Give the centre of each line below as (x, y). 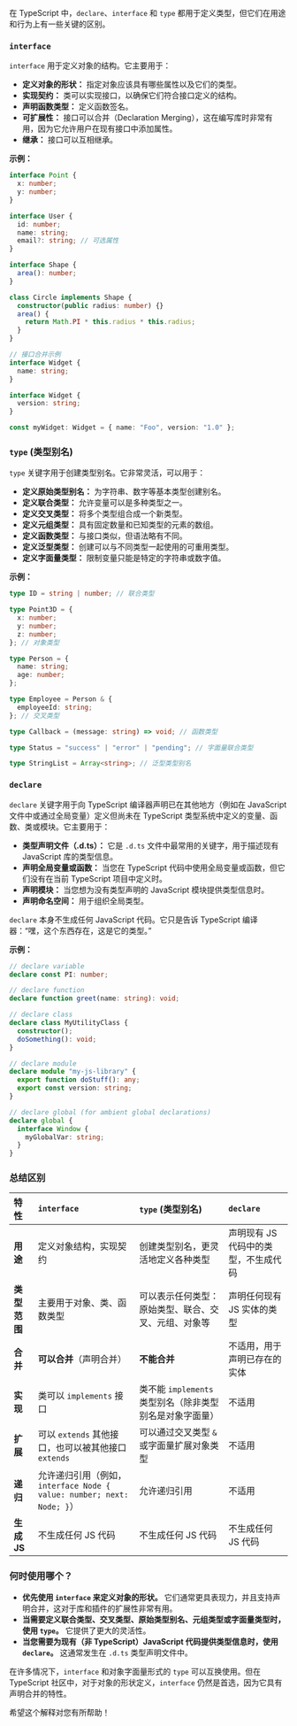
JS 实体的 (248, 1310)
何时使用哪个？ (41, 1576)
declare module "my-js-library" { (73, 1072)
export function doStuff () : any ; (79, 1080)
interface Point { (43, 175)
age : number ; (41, 675)
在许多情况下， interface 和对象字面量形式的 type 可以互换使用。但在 (135, 1671)
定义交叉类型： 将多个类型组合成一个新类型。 (104, 514)
